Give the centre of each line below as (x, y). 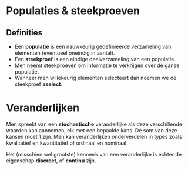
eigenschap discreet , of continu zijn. (51, 161)
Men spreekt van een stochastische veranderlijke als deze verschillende (94, 124)
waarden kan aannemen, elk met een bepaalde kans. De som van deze (92, 130)
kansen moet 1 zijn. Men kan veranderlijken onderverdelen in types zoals (94, 136)
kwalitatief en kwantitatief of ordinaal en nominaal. (67, 143)
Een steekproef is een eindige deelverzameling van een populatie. (95, 59)
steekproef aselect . (38, 84)
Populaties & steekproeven (73, 11)
